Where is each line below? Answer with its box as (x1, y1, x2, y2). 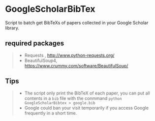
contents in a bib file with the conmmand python (24, 95, 122, 101)
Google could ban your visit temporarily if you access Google (24, 105, 149, 111)
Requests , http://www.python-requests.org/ (24, 52, 115, 58)
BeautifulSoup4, (24, 58, 58, 63)
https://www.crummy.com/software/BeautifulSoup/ (24, 62, 128, 68)
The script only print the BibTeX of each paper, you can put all (24, 90, 150, 96)
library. (5, 25, 20, 30)
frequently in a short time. (24, 110, 77, 116)
